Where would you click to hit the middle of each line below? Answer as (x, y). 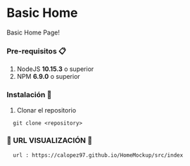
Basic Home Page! (33, 32)
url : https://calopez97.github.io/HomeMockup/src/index (98, 155)
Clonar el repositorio (46, 110)
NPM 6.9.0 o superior (48, 77)
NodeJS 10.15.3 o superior (55, 69)
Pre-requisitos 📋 (36, 51)
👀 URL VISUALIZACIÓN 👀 (50, 141)
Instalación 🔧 (29, 95)
